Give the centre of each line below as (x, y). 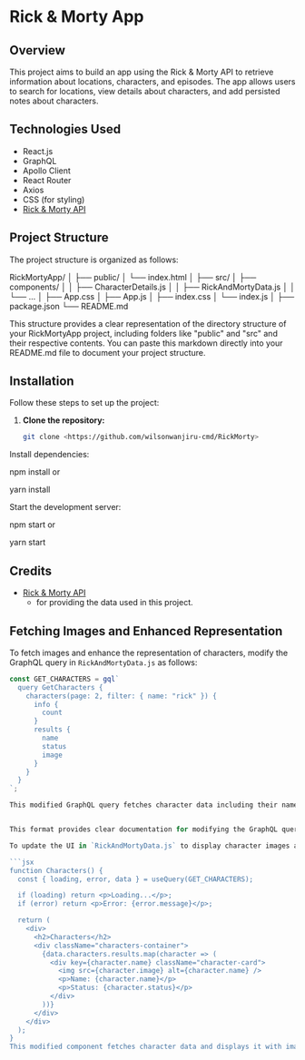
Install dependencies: (49, 455)
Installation (42, 382)
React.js (38, 151)
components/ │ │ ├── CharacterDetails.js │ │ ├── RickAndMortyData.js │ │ (152, 287)
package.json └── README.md (69, 306)
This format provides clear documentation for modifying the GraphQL (144, 829)
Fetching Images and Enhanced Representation (146, 631)
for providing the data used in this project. (114, 603)
